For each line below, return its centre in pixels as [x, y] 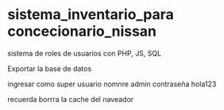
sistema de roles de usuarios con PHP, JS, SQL [85, 53]
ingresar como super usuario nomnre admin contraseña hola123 [112, 84]
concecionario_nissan [82, 31]
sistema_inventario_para [91, 15]
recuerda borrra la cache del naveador [71, 99]
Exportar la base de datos [50, 68]
